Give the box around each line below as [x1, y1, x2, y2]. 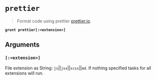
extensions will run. [5, 70, 43, 76]
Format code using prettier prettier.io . [16, 18, 92, 24]
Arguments [5, 41, 40, 49]
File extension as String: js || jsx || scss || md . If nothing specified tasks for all [5, 65, 151, 71]
